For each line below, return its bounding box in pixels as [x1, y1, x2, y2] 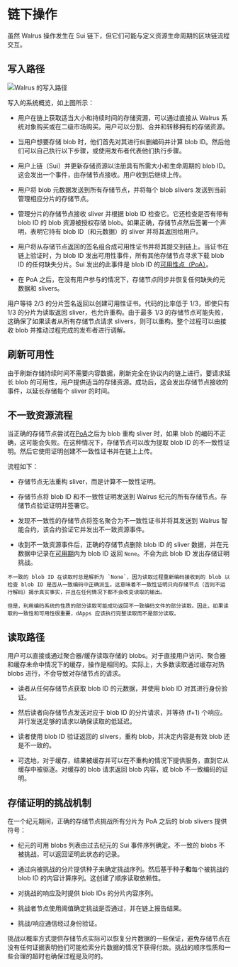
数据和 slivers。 [17, 283, 64, 292]
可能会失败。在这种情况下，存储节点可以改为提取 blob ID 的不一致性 [25, 438, 225, 447]
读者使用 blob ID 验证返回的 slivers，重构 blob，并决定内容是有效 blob [17, 733, 222, 741]
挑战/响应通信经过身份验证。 [17, 919, 101, 927]
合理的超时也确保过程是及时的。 [13, 952, 107, 960]
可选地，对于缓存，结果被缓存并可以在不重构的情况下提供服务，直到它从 [17, 756, 229, 765]
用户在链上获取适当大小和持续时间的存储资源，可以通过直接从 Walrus [17, 113, 220, 121]
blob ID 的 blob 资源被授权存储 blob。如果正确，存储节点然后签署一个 [17, 218, 221, 227]
